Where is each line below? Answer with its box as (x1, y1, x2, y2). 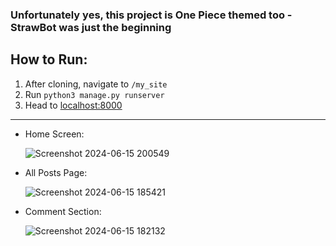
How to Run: (10, 51, 88, 68)
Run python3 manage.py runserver (24, 88, 165, 100)
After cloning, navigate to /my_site (24, 78, 168, 90)
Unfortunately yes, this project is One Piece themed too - (10, 8, 293, 22)
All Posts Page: (24, 166, 88, 178)
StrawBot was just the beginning (10, 20, 172, 34)
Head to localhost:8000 (24, 99, 123, 111)
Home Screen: (24, 128, 85, 140)
